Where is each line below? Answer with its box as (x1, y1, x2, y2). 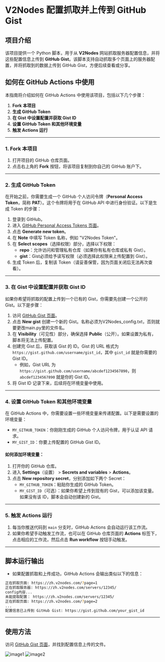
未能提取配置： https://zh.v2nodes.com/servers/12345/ (5, 594, 114, 599)
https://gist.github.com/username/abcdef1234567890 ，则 (19, 367, 137, 374)
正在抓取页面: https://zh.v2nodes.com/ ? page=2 (5, 599, 98, 604)
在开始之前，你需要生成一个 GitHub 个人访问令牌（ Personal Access (5, 194, 143, 200)
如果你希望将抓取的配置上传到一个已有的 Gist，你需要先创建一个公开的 (5, 296, 148, 301)
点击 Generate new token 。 (12, 229, 69, 235)
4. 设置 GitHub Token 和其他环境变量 (5, 398, 92, 405)
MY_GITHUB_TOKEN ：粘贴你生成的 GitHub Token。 (19, 481, 116, 487)
